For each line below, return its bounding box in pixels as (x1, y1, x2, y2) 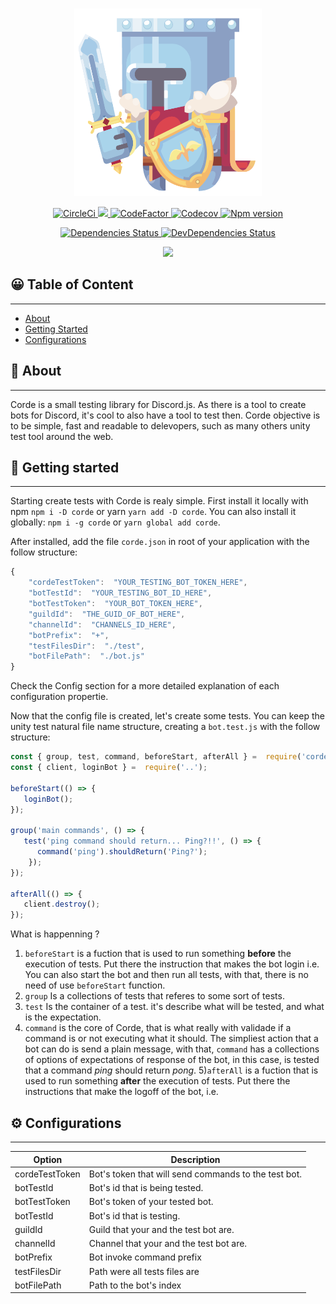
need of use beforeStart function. (24, 979, 166, 992)
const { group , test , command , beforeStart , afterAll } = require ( (10, 752, 302, 762)
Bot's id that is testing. (88, 1209, 181, 1222)
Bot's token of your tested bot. (88, 1196, 214, 1208)
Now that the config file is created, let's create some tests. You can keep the (10, 710, 325, 722)
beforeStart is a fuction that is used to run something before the (24, 948, 292, 960)
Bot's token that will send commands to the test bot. (88, 1168, 303, 1180)
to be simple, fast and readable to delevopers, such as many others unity (10, 419, 311, 432)
